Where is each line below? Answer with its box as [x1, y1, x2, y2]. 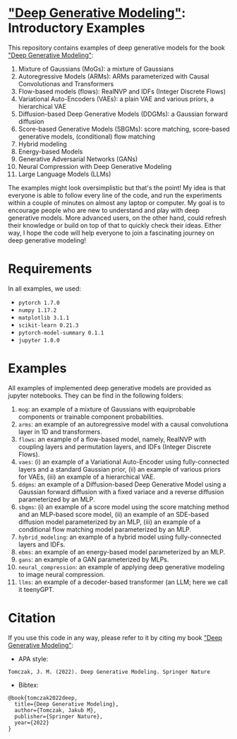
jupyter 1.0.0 [18, 337, 60, 344]
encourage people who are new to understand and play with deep [8, 206, 200, 214]
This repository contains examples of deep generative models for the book [8, 43, 225, 52]
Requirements [8, 261, 92, 277]
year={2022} [14, 719, 50, 726]
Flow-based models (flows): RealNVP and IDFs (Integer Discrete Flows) [18, 87, 226, 95]
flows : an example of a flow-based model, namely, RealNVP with [18, 435, 207, 443]
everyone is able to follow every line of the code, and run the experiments [8, 191, 222, 199]
